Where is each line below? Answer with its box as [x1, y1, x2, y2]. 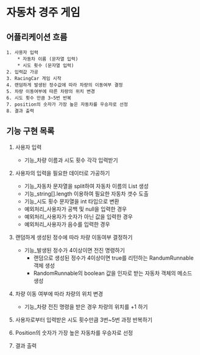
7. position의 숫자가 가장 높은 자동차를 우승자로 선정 [6, 101, 128, 108]
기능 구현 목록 [6, 126, 55, 136]
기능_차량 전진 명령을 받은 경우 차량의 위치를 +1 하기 [24, 303, 148, 310]
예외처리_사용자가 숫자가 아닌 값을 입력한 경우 [24, 213, 133, 220]
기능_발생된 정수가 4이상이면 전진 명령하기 [24, 246, 125, 254]
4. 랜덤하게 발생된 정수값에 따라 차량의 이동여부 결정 [6, 82, 123, 88]
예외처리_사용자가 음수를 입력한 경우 [24, 221, 110, 228]
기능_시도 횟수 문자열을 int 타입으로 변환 [24, 197, 120, 205]
